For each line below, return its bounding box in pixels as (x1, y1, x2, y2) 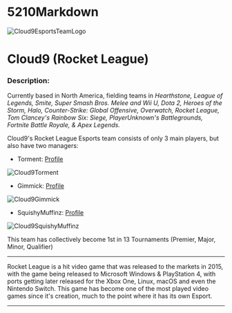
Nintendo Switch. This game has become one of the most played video (7, 285, 209, 293)
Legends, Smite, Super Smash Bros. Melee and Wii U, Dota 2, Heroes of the (7, 99, 223, 107)
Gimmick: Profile (17, 182, 64, 190)
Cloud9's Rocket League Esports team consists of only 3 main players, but (7, 134, 219, 142)
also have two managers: (7, 142, 79, 150)
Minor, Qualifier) (7, 243, 53, 251)
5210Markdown (7, 4, 99, 20)
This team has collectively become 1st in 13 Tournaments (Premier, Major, (7, 236, 216, 244)
